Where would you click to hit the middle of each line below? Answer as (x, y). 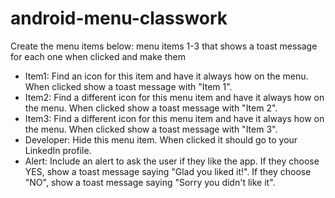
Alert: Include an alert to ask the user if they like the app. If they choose (172, 161)
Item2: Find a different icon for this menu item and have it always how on (174, 97)
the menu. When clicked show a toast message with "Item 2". (151, 108)
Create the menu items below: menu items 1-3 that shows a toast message (164, 46)
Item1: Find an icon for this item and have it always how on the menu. (166, 76)
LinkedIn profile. (58, 150)
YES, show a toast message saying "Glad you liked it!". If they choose (168, 171)
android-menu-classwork (119, 18)
